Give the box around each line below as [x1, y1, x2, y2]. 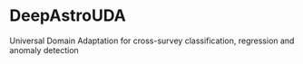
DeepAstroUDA [9, 5, 127, 26]
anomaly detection [9, 44, 79, 55]
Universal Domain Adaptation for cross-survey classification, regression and [9, 35, 295, 46]
